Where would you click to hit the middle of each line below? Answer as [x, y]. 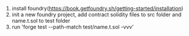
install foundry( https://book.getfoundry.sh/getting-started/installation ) [97, 8]
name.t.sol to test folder [41, 21]
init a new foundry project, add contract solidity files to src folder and [97, 15]
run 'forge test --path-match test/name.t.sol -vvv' [73, 27]
